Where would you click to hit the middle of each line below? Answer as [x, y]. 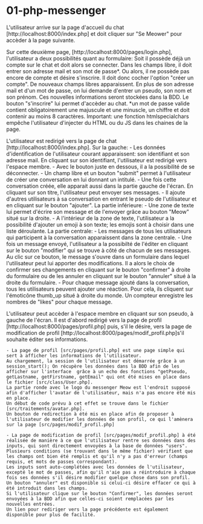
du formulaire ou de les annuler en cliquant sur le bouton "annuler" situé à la [101, 276]
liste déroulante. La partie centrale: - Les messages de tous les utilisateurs [99, 231]
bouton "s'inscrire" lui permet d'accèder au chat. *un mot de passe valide [98, 103]
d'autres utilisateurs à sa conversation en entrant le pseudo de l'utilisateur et [101, 199]
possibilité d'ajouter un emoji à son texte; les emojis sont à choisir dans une [100, 224]
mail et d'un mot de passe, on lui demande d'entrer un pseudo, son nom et [99, 90]
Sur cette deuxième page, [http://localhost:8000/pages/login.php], [89, 51]
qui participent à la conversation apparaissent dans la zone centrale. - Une [99, 237]
